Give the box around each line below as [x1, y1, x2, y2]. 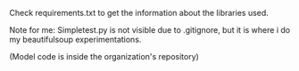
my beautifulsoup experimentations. [9, 35, 142, 44]
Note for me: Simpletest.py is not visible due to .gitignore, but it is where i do [9, 25, 291, 35]
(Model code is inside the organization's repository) [9, 51, 199, 61]
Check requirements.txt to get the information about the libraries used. [9, 8, 270, 18]
